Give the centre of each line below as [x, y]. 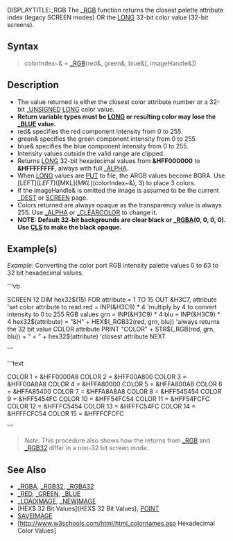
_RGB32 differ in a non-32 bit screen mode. [86, 448]
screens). [21, 25]
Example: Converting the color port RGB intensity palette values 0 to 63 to [113, 266]
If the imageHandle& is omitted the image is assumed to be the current [118, 190]
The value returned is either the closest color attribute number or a [112, 102]
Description [33, 85]
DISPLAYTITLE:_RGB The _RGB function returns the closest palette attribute [115, 10]
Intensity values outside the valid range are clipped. [91, 153]
